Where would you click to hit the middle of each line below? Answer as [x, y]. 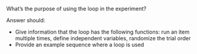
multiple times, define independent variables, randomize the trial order [103, 38]
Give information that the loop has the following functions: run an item [102, 32]
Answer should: [26, 20]
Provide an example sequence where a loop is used [79, 45]
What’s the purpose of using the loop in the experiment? [76, 9]
